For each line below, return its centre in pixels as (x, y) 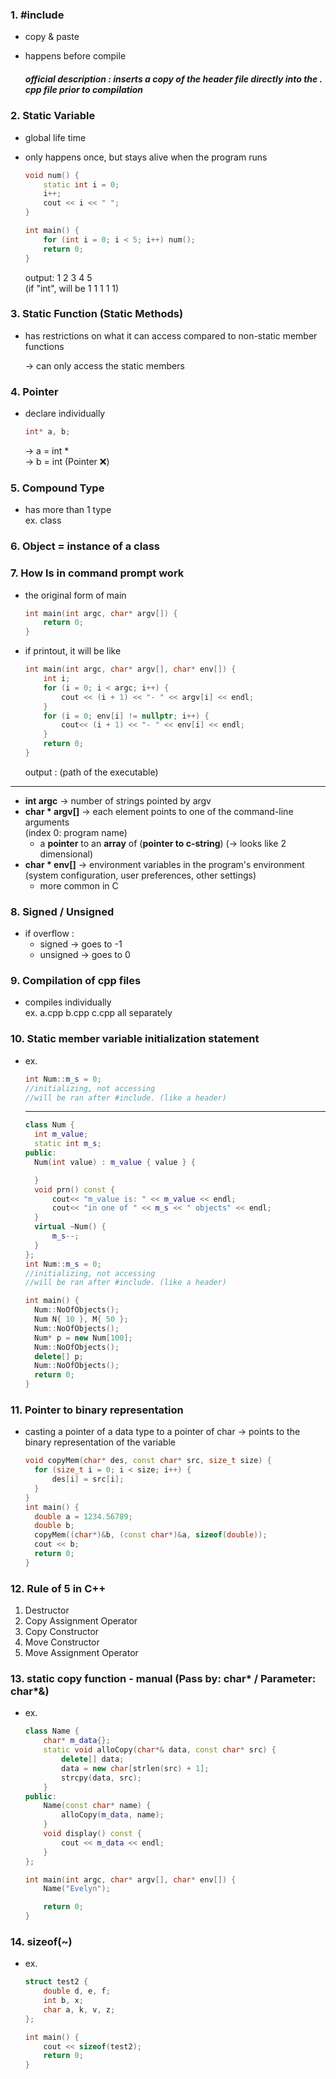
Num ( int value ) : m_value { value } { (115, 1162)
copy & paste (52, 37)
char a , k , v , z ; (79, 2009)
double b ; (54, 1526)
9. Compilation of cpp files (76, 981)
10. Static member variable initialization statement (135, 1039)
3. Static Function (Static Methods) (97, 314)
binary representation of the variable (100, 1442)
